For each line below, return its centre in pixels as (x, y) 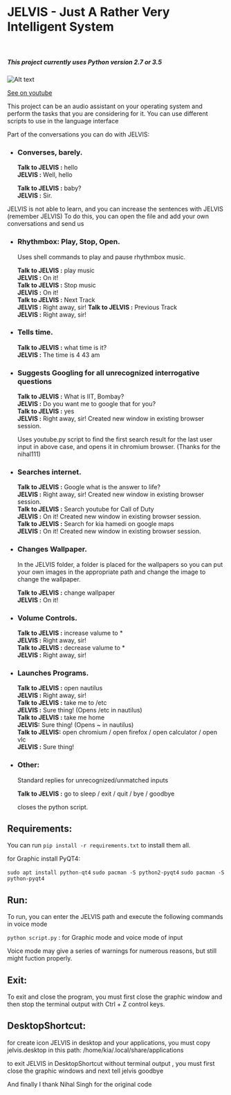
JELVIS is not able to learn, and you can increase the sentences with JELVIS (115, 209)
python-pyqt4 (26, 879)
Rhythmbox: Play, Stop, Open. (68, 242)
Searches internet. (49, 472)
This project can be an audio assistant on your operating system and (105, 106)
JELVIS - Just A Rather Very (89, 12)
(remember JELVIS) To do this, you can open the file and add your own (108, 216)
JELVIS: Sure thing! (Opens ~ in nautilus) (75, 725)
